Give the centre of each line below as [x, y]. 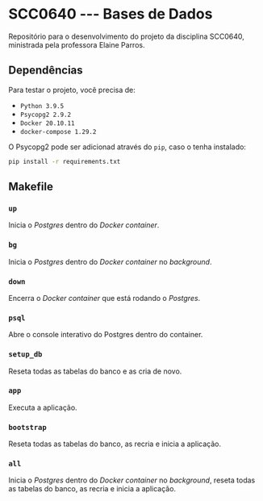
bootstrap [27, 427]
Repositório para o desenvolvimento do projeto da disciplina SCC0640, [126, 36]
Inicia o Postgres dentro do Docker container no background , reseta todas [132, 480]
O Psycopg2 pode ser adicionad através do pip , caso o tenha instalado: [127, 147]
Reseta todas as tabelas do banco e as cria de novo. [95, 371]
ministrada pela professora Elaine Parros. [77, 44]
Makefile [31, 187]
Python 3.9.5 [42, 106]
